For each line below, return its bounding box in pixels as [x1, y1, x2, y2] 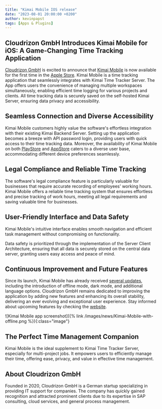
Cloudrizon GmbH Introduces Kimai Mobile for [5, 39, 148, 47]
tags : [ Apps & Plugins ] [5, 20, 54, 26]
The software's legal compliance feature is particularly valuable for [5, 178, 139, 184]
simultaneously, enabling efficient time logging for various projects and [5, 88, 147, 94]
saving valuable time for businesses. [5, 198, 78, 205]
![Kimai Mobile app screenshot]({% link [5, 313, 84, 319]
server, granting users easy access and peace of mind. [5, 251, 115, 256]
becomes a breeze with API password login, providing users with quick [5, 135, 147, 141]
